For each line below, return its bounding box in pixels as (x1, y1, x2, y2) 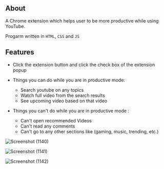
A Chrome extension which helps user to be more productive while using (5, 17, 159, 24)
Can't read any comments (20, 123, 75, 129)
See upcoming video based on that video (20, 97, 108, 104)
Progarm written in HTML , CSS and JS (5, 33, 79, 39)
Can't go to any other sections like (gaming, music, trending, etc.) (20, 128, 159, 135)
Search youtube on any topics (20, 87, 84, 93)
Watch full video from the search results (20, 92, 105, 98)
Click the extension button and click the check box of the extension (12, 61, 155, 68)
